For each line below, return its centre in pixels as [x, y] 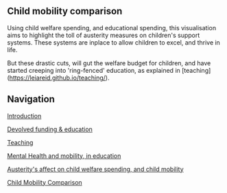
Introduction [24, 115]
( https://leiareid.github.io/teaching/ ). [58, 78]
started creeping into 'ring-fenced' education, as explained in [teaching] [109, 70]
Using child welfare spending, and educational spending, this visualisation [112, 27]
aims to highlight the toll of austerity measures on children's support [104, 35]
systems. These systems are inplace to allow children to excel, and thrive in [114, 42]
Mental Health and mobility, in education [64, 156]
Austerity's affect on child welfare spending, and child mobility [95, 169]
